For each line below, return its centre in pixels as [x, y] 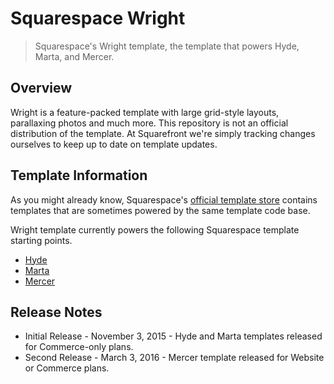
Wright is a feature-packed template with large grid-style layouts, [145, 112]
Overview [41, 88]
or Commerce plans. [67, 368]
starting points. [41, 240]
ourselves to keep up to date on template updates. [114, 144]
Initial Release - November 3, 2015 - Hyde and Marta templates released [173, 336]
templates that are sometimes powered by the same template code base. [160, 210]
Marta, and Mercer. [74, 56]
